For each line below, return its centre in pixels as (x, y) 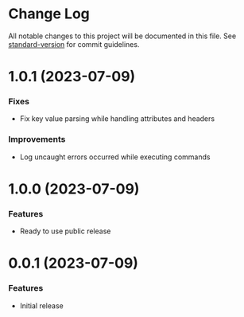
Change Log (49, 14)
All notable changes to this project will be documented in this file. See (122, 36)
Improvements (37, 139)
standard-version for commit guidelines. (74, 44)
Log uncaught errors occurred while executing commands (115, 157)
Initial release (41, 305)
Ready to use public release (65, 231)
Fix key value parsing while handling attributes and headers (117, 119)
